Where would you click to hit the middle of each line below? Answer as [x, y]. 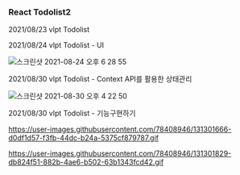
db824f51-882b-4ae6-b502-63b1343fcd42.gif [86, 162]
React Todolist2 [39, 12]
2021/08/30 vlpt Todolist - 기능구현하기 [72, 113]
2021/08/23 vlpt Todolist [49, 30]
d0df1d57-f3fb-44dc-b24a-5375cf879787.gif [84, 138]
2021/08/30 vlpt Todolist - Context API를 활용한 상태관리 [100, 79]
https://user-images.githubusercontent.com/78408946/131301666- [120, 129]
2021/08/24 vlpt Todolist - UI [56, 45]
